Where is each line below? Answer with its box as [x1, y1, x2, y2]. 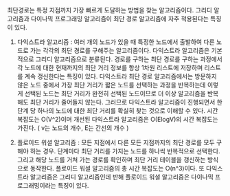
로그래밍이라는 [16, 182, 56, 189]
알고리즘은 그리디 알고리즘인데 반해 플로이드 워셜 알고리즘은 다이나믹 [30, 173, 214, 181]
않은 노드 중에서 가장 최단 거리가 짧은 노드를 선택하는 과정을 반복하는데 [16, 81, 206, 89]
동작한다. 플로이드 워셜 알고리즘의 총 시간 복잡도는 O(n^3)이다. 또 [30, 164, 205, 172]
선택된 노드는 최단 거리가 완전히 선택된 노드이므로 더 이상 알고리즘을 [24, 89, 206, 98]
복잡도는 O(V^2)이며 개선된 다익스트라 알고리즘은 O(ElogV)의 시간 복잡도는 [16, 116, 218, 123]
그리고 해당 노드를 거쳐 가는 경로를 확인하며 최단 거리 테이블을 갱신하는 [16, 155, 206, 164]
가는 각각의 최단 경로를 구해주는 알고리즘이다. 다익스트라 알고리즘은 [30, 47, 210, 54]
